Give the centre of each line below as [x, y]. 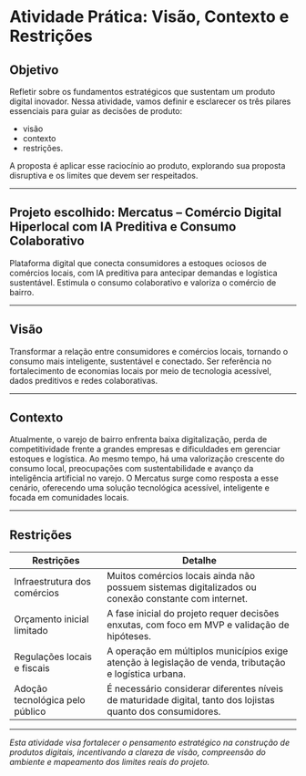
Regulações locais [53, 657]
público [30, 711]
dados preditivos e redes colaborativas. [83, 380]
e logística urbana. [146, 674]
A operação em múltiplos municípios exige [197, 651]
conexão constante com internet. [177, 599]
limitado [31, 631]
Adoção [31, 688]
